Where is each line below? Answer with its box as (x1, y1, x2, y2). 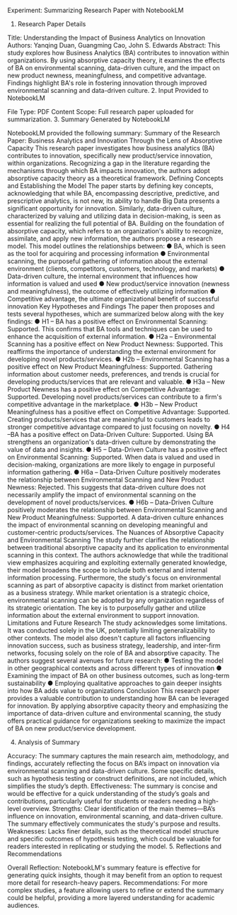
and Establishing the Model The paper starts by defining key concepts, (7, 182, 214, 190)
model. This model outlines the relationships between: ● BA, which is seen (7, 242, 226, 250)
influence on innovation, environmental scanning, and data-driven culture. (7, 812, 224, 820)
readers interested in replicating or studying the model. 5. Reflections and (7, 842, 221, 850)
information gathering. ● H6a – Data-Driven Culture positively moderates (7, 468, 221, 476)
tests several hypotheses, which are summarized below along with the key (7, 310, 224, 318)
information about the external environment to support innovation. (7, 611, 200, 619)
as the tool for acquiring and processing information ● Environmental (7, 250, 210, 257)
